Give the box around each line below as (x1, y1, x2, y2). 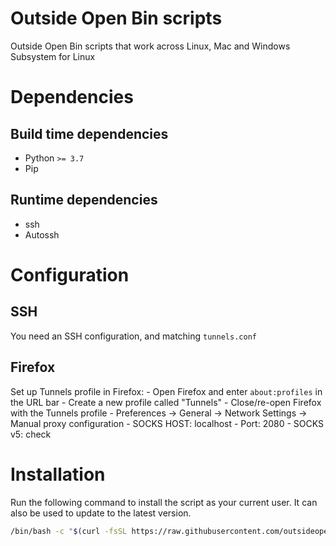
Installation (10, 463, 106, 486)
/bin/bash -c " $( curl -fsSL (10, 526, 128, 536)
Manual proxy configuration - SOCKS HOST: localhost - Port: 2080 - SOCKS (10, 417, 325, 429)
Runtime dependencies (10, 192, 158, 209)
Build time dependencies (10, 125, 169, 142)
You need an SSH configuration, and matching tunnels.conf (10, 330, 257, 342)
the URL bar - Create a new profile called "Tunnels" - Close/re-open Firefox (10, 396, 322, 408)
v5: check (10, 428, 52, 440)
